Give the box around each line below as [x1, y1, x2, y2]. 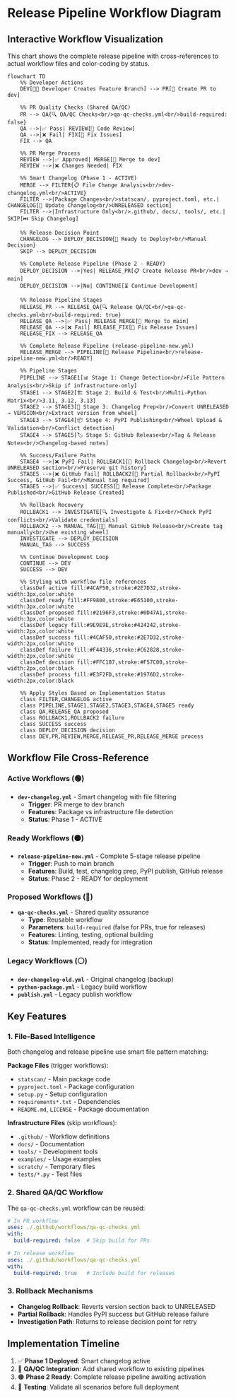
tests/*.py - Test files [17, 1170, 83, 1178]
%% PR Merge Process [20, 150, 81, 157]
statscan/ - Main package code [17, 1075, 111, 1083]
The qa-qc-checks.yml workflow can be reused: [7, 1204, 146, 1212]
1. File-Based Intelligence [7, 1031, 95, 1041]
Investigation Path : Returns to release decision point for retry [17, 1317, 197, 1326]
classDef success [20, 634, 71, 641]
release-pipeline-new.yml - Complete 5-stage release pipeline [17, 852, 201, 860]
